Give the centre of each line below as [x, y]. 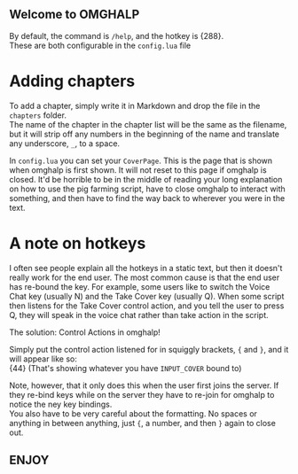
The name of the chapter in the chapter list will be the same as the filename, [148, 124]
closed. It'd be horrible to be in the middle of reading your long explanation [146, 179]
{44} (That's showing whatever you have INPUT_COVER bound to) [125, 368]
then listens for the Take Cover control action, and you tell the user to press [147, 306]
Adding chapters [72, 81]
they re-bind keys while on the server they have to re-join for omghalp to [142, 394]
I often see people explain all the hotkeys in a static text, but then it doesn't [146, 268]
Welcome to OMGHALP [74, 15]
